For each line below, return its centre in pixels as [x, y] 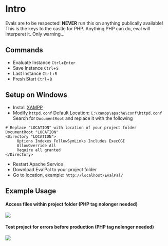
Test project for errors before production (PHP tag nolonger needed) [80, 227]
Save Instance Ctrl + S [36, 68]
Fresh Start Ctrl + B [32, 79]
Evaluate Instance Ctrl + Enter [44, 63]
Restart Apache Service [38, 164]
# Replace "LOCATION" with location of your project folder [71, 128]
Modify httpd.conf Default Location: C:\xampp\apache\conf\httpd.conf [87, 113]
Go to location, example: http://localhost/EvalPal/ [68, 175]
